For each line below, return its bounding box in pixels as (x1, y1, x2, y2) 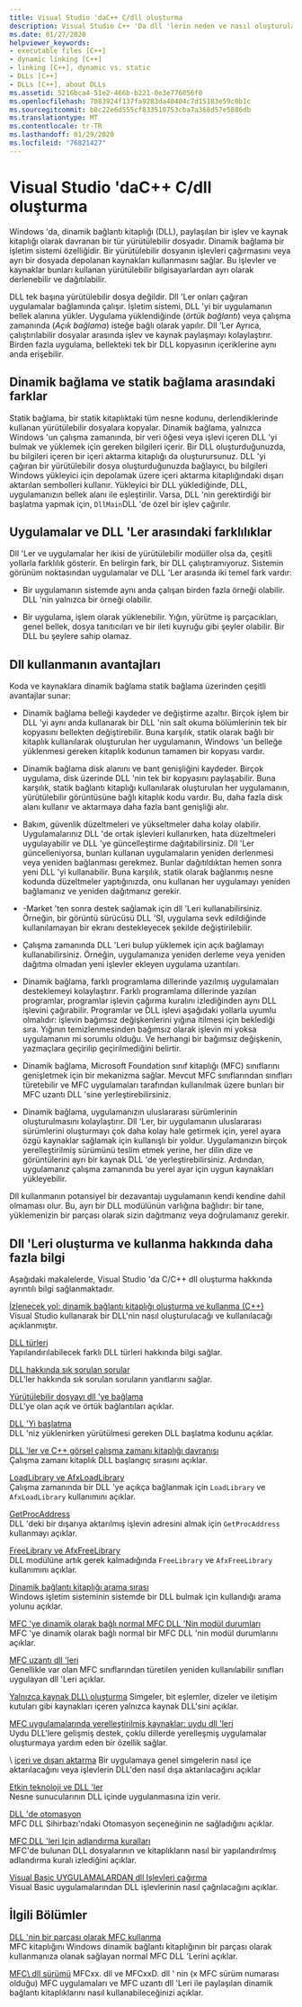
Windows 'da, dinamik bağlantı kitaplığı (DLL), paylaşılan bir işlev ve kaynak (9, 226, 289, 236)
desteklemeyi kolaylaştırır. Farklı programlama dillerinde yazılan (22, 986, 257, 997)
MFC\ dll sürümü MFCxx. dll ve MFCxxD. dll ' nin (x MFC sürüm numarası (9, 1967, 280, 1978)
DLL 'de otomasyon (9, 1808, 82, 1819)
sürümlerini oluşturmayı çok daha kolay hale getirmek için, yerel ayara (22, 1125, 281, 1137)
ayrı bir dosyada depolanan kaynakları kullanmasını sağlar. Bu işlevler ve (9, 254, 277, 265)
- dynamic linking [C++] (9, 55, 102, 64)
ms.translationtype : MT (9, 113, 99, 122)
